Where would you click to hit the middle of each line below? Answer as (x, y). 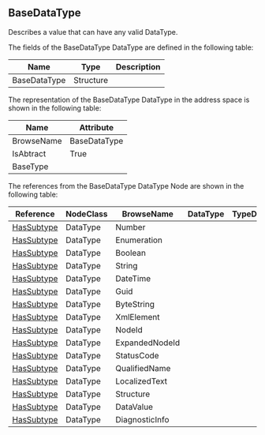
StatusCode (137, 355)
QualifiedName (143, 368)
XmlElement (138, 317)
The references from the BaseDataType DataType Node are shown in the (126, 186)
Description (138, 66)
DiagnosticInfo (142, 419)
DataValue (134, 407)
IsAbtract (29, 153)
